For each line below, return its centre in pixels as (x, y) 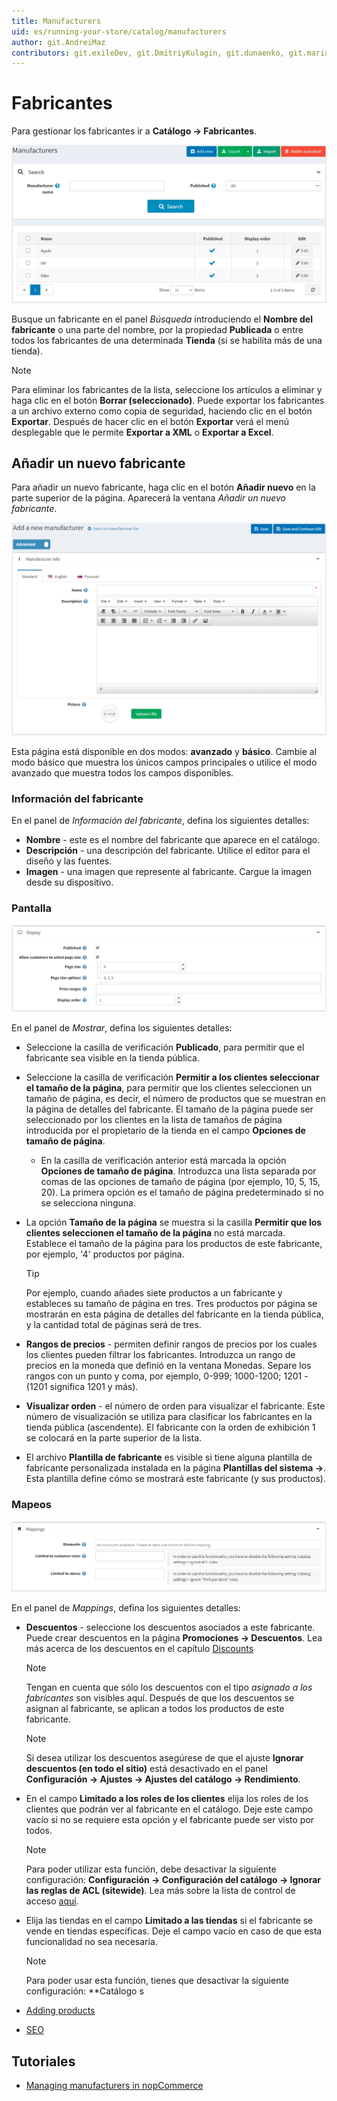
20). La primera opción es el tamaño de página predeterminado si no (182, 1192)
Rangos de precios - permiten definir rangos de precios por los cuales (171, 1344)
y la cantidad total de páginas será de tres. (113, 1325)
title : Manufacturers (56, 21)
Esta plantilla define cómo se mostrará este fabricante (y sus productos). (175, 1479)
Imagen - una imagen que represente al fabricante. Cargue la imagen (169, 872)
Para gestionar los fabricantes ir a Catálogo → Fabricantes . (134, 131)
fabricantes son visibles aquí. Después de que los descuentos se (160, 1698)
